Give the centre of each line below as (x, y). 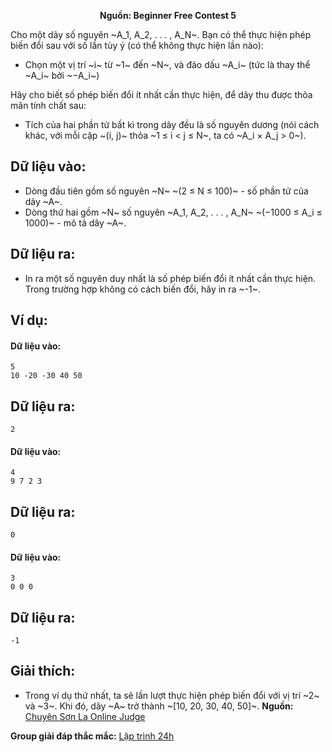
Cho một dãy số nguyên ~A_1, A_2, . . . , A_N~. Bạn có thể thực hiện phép (161, 34)
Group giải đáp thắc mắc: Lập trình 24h (92, 736)
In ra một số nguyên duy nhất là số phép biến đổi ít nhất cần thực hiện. (170, 278)
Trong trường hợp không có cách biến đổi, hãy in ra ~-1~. (143, 289)
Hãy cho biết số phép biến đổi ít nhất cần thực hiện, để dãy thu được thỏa (161, 94)
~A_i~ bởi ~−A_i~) (62, 75)
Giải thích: (43, 671)
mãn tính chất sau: (48, 105)
